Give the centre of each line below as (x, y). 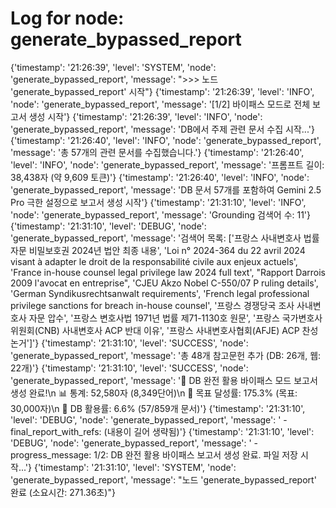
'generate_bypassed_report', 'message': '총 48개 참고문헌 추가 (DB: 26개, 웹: (166, 355)
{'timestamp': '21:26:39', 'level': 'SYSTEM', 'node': (113, 67)
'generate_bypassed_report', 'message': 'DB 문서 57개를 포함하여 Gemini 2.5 (166, 189)
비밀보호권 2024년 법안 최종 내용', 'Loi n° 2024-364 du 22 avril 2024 (167, 250)
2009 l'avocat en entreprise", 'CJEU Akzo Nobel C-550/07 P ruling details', (164, 283)
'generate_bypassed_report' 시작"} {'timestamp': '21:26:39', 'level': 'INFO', (162, 91)
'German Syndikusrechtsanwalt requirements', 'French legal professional (160, 293)
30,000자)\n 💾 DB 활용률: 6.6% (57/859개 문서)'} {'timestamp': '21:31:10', (158, 408)
